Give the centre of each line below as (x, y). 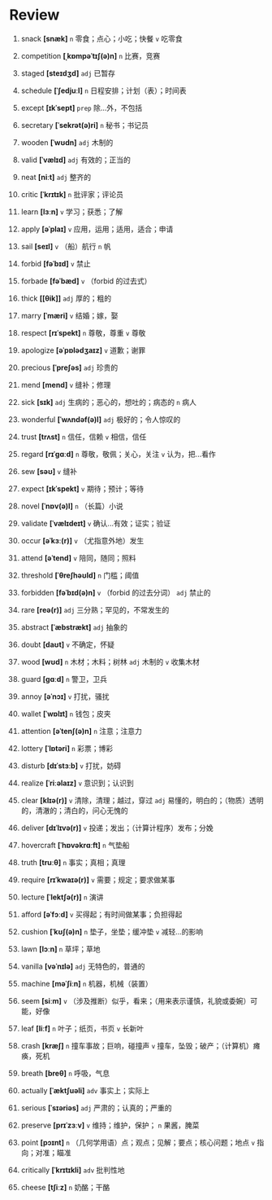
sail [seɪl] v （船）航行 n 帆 (66, 246)
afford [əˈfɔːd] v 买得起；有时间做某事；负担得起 (101, 914)
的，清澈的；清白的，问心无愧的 (74, 810)
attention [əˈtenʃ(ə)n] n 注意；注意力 (82, 731)
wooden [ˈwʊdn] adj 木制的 (67, 142)
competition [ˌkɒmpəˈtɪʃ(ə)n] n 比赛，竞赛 (91, 55)
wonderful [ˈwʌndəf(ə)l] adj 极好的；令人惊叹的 (101, 419)
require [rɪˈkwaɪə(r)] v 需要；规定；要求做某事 (98, 879)
